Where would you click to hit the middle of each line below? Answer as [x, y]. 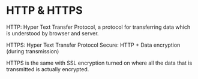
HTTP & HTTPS [44, 10]
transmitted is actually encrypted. [48, 69]
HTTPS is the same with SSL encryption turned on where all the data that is [99, 63]
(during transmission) [33, 51]
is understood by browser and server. [52, 33]
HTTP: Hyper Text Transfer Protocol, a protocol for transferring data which [98, 27]
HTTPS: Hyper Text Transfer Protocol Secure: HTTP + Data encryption [93, 45]
